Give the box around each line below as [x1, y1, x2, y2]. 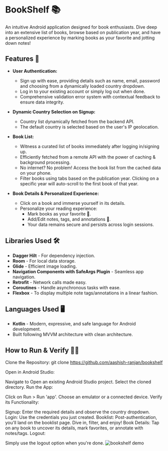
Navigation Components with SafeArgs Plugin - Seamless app [12, 268, 144, 274]
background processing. [20, 159, 71, 165]
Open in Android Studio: [5, 369, 55, 375]
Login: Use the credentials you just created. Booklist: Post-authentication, [5, 414, 157, 420]
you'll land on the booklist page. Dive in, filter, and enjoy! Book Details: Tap [5, 420, 159, 426]
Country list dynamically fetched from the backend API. [20, 119, 134, 125]
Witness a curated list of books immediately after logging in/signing [20, 143, 159, 149]
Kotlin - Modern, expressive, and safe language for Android [12, 321, 136, 327]
